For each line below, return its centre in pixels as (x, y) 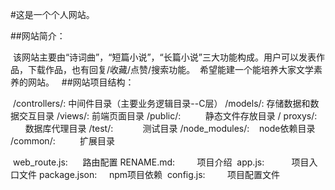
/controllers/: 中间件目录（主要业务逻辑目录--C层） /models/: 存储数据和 (161, 103)
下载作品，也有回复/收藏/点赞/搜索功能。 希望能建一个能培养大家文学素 (175, 69)
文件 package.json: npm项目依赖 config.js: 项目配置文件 (149, 174)
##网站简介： (38, 36)
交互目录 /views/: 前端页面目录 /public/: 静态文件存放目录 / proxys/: (168, 116)
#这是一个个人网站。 (52, 14)
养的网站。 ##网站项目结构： (72, 82)
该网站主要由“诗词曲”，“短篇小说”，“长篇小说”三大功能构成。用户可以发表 (164, 57)
